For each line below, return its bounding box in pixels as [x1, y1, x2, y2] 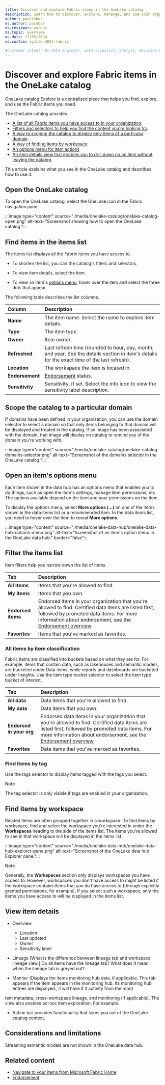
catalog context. [12, 1015, 46, 1021]
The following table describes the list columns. [5, 294, 100, 300]
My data [7, 705, 27, 712]
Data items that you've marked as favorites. [40, 745, 141, 752]
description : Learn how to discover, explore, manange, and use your [5, 12, 151, 17]
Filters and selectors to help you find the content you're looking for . [12, 125, 149, 131]
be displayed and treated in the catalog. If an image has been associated [5, 427, 152, 433]
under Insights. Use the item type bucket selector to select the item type [5, 672, 151, 678]
